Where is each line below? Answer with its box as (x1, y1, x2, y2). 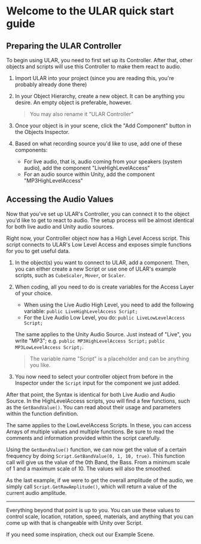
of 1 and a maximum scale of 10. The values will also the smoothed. (6, 465, 172, 472)
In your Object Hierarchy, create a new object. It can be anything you (14, 93, 185, 99)
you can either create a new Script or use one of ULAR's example (14, 265, 176, 272)
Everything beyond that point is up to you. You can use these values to (6, 506, 181, 513)
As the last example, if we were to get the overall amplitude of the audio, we (6, 476, 193, 484)
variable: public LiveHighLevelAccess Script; (23, 307, 138, 315)
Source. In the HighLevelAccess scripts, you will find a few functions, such (6, 397, 190, 405)
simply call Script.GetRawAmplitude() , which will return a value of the (6, 483, 177, 490)
